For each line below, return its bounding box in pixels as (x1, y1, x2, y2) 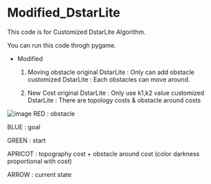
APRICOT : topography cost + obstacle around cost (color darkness (7, 149, 200, 158)
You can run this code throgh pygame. (7, 41, 116, 49)
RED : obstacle (33, 109, 75, 118)
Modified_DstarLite (7, 5, 121, 21)
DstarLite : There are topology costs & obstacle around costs (27, 95, 201, 104)
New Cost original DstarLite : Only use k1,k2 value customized (27, 89, 205, 97)
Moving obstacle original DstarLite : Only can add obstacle (27, 68, 195, 76)
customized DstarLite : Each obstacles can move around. (27, 75, 190, 84)
